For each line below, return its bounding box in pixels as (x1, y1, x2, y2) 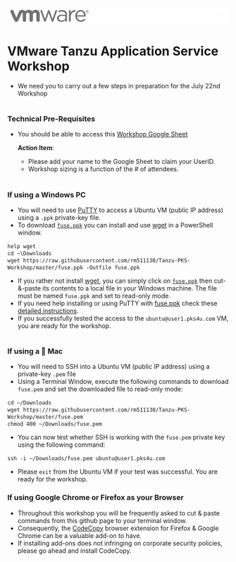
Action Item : (17, 144, 54, 152)
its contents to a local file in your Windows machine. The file (42, 283, 217, 292)
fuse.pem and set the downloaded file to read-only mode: (17, 385, 183, 394)
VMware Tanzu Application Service (7, 43, 219, 59)
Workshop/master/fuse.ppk (7, 264, 83, 271)
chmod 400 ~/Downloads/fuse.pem (7, 421, 102, 428)
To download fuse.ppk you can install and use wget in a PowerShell (17, 221, 213, 229)
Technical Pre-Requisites (7, 114, 96, 124)
